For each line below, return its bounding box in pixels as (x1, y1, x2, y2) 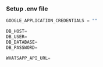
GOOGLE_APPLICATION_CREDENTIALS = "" (6, 18, 98, 24)
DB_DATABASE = (6, 39, 38, 45)
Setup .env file (6, 5, 48, 13)
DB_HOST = (6, 29, 27, 34)
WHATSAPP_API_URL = (6, 55, 51, 61)
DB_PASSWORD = (6, 44, 38, 51)
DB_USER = (6, 34, 27, 40)
